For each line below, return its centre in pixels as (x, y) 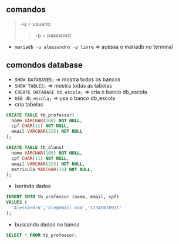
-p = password (53, 35)
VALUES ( (17, 202)
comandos (26, 10)
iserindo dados (33, 186)
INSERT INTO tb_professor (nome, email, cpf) (63, 197)
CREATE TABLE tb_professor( (40, 115)
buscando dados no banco (47, 224)
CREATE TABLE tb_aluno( (35, 148)
